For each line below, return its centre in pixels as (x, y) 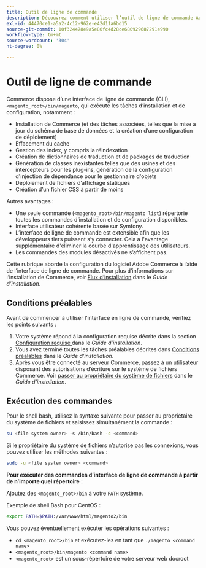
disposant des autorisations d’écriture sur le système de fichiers (96, 368)
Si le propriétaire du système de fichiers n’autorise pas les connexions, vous (102, 445)
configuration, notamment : (41, 112)
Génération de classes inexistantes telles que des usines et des (95, 163)
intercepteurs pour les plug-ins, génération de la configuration (94, 169)
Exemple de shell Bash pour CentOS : (54, 505)
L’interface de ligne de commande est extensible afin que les (92, 232)
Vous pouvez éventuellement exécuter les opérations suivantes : (88, 528)
